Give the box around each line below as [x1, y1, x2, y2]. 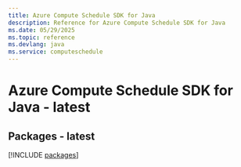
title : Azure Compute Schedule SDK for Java [8, 11, 156, 20]
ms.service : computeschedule [8, 48, 103, 56]
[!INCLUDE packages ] [8, 151, 79, 159]
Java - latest [8, 99, 91, 116]
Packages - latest [8, 129, 95, 143]
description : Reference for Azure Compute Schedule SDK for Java [8, 19, 225, 27]
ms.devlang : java [8, 41, 65, 49]
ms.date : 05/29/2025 [8, 26, 76, 34]
